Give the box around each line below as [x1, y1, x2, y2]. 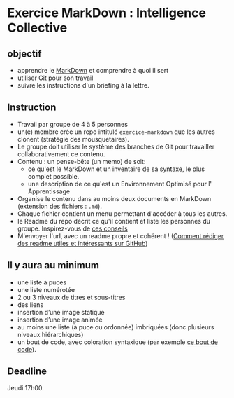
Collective [7, 20, 68, 36]
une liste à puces [17, 278, 67, 287]
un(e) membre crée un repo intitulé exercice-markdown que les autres [17, 128, 215, 136]
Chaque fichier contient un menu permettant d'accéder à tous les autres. [17, 209, 228, 218]
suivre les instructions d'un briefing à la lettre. [17, 81, 149, 89]
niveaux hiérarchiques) [17, 330, 84, 338]
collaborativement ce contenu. [17, 149, 105, 158]
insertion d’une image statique [17, 308, 105, 316]
